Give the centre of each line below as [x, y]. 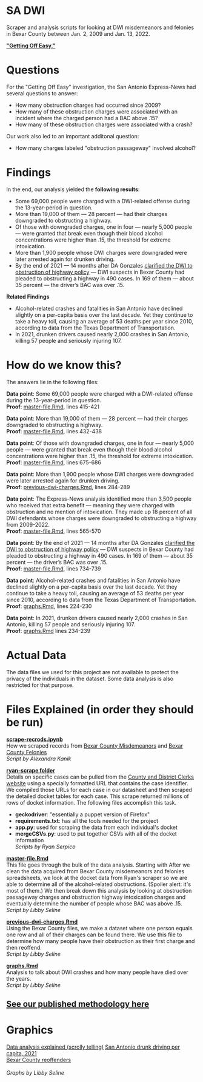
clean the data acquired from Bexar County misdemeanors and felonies [95, 871]
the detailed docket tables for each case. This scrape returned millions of [98, 796]
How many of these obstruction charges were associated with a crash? [104, 124]
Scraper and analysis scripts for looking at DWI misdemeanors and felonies [100, 27]
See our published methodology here [78, 1004]
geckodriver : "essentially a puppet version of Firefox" [82, 814]
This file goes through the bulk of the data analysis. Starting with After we [98, 865]
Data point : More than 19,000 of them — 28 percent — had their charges [97, 418]
